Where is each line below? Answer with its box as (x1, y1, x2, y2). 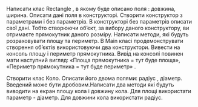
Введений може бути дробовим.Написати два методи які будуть (6, 81, 174, 88)
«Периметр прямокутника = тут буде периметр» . (6, 63, 136, 70)
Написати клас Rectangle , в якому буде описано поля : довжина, (6, 5, 176, 12)
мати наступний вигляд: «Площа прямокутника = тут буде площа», (6, 57, 180, 63)
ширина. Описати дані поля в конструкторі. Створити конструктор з (6, 11, 183, 19)
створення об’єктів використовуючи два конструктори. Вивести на (6, 44, 180, 51)
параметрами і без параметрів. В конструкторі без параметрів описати (6, 18, 193, 25)
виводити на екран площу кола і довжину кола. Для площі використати (6, 88, 192, 94)
